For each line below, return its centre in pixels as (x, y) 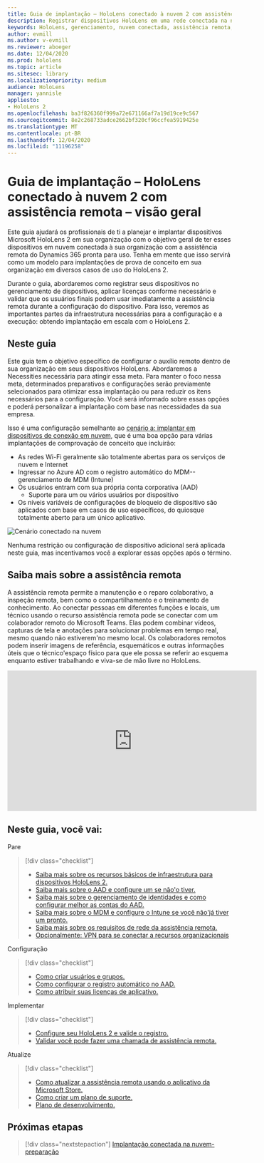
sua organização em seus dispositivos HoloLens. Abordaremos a (102, 369)
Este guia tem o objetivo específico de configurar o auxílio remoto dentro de (119, 361)
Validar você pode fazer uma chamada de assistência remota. (126, 1040)
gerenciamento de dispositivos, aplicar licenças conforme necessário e (112, 291)
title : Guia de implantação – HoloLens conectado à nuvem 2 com (105, 14)
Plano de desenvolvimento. (75, 1105)
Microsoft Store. (59, 1090)
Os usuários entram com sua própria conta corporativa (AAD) (108, 487)
